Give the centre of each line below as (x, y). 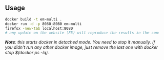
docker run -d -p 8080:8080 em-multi (43, 24)
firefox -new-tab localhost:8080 (39, 28)
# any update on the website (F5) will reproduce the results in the (77, 33)
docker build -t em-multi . (34, 19)
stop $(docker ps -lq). (27, 53)
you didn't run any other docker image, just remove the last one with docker (82, 47)
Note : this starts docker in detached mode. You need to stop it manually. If (80, 42)
